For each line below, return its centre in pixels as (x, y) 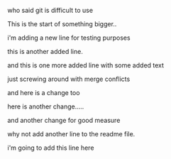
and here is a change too (44, 93)
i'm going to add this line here (51, 148)
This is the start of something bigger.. (62, 24)
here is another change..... (46, 106)
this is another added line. (45, 51)
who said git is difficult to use (50, 10)
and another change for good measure (64, 120)
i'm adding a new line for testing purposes (69, 38)
